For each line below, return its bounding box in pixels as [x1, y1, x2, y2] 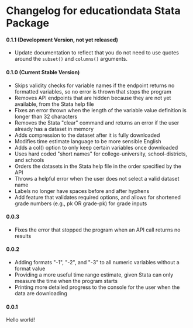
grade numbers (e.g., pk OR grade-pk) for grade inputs [14, 200, 147, 207]
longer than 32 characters [14, 113, 78, 120]
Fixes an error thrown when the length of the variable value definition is [14, 106, 187, 113]
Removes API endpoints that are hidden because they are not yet [14, 94, 171, 101]
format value [14, 265, 46, 272]
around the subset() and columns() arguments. [14, 56, 127, 63]
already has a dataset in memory [14, 125, 94, 132]
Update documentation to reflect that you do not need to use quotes [14, 49, 180, 56]
